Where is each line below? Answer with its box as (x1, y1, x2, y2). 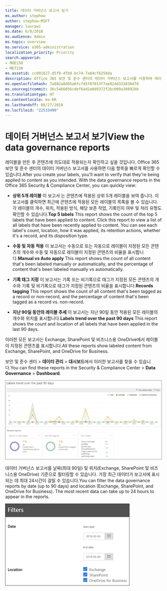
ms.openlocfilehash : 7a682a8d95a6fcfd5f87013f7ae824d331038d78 (5, 82, 139, 86)
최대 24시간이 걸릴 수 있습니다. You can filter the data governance (19, 478, 150, 484)
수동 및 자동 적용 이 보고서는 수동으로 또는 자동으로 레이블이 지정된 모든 (12, 243, 150, 249)
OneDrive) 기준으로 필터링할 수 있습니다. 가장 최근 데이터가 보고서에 (18, 471, 151, 477)
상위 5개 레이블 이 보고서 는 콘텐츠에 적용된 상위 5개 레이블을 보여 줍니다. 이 (12, 193, 159, 199)
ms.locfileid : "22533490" (5, 107, 59, 113)
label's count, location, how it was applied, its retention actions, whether (12, 228, 161, 234)
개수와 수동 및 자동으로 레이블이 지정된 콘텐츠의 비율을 (21, 249, 127, 255)
